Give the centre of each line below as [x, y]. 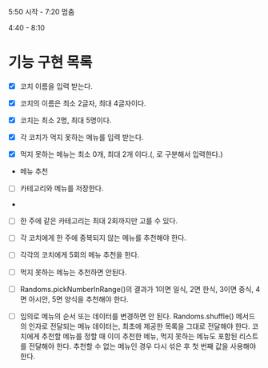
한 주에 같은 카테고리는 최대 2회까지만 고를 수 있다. [99, 221]
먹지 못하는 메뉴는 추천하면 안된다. [73, 272]
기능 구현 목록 [50, 63]
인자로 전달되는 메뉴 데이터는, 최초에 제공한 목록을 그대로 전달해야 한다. [139, 326]
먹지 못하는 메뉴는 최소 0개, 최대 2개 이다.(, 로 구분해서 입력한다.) [121, 154]
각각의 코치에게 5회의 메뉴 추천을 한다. [80, 255]
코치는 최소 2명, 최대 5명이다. [66, 120]
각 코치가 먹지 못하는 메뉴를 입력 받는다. [82, 138]
